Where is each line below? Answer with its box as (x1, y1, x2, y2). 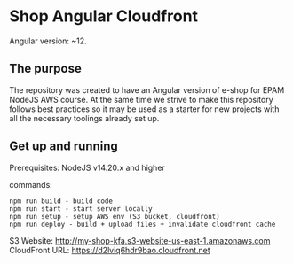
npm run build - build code (9, 197, 114, 206)
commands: (9, 179, 53, 190)
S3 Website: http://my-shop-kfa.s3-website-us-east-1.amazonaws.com (9, 235, 271, 245)
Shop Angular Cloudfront (9, 6, 198, 27)
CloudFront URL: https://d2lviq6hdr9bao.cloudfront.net (9, 245, 210, 255)
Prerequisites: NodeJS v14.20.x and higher (9, 162, 166, 173)
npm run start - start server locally (9, 204, 153, 214)
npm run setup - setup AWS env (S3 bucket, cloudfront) (9, 212, 220, 221)
